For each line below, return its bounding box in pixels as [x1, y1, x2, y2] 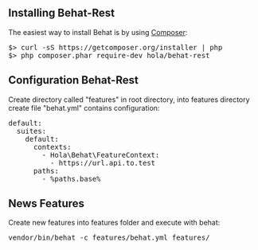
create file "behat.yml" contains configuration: [8, 103, 160, 112]
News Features [8, 197, 85, 210]
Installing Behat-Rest [8, 6, 115, 20]
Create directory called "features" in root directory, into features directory [8, 95, 250, 104]
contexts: [33, 143, 72, 151]
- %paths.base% [41, 174, 101, 183]
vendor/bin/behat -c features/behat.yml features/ [8, 233, 210, 242]
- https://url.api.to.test [50, 158, 156, 167]
